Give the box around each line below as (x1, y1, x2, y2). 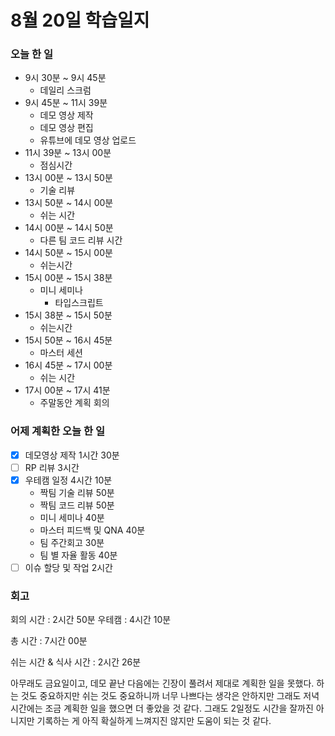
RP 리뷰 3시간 (24, 461, 80, 473)
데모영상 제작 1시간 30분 (24, 449, 120, 461)
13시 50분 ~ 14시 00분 (24, 197, 114, 209)
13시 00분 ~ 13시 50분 (24, 172, 113, 184)
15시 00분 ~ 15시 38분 (24, 272, 113, 284)
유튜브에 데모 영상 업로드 (39, 134, 137, 146)
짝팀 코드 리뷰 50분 (39, 499, 115, 511)
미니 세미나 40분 (39, 511, 105, 523)
